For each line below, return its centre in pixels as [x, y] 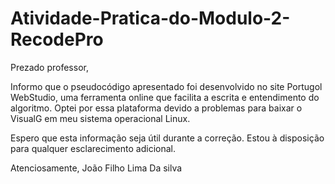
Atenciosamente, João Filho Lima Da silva [96, 168]
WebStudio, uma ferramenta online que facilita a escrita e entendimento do [165, 97]
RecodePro [57, 39]
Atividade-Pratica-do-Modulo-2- [150, 18]
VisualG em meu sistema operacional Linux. [100, 118]
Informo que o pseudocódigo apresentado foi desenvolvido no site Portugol [166, 86]
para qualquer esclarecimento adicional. [93, 148]
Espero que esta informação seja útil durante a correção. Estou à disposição [167, 138]
